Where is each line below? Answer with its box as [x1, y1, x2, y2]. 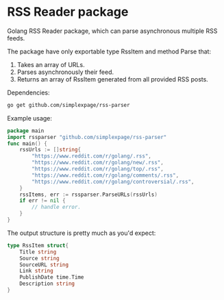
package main [7, 127, 45, 134]
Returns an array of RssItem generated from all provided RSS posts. [16, 75, 209, 83]
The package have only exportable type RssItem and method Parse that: [7, 47, 211, 55]
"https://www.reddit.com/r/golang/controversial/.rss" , [32, 178, 195, 185]
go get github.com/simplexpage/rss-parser [7, 101, 130, 108]
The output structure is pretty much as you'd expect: [7, 229, 156, 237]
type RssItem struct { [7, 242, 69, 249]
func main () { [7, 140, 48, 147]
